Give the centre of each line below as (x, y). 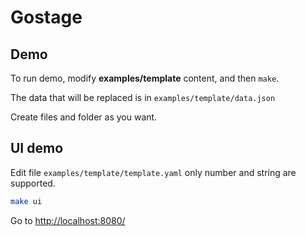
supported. (33, 183)
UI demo (37, 148)
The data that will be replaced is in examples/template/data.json (143, 97)
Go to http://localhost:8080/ (68, 220)
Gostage (46, 17)
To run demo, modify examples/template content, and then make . (145, 78)
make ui (26, 201)
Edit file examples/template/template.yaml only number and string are (153, 172)
